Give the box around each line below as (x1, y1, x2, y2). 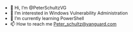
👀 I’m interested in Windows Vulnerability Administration (10, 10, 128, 16)
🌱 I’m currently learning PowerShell (10, 15, 84, 21)
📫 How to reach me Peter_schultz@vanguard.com (10, 21, 117, 27)
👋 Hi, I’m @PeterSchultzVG (10, 5, 67, 10)
